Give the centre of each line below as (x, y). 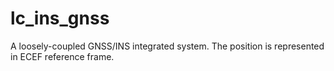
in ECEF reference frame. (62, 56)
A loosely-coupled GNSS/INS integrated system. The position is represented (167, 46)
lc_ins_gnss (60, 18)
